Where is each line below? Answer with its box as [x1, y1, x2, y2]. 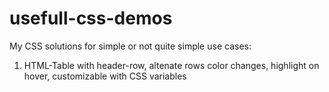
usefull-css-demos [9, 7, 173, 30]
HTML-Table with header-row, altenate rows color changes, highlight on [23, 59, 320, 71]
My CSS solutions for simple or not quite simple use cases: [9, 40, 252, 52]
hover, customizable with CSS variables [23, 70, 187, 82]
